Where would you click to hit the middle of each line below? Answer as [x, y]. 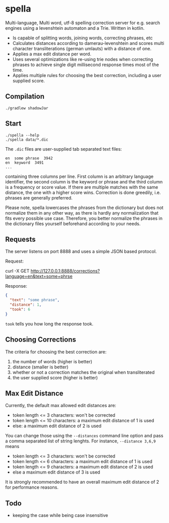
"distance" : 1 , [26, 305]
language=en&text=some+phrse [39, 276]
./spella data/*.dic [27, 140]
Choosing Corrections [41, 340]
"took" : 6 [20, 309]
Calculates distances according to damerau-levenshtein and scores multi [88, 43]
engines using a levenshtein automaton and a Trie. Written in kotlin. [75, 28]
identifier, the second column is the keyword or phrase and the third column [84, 181]
